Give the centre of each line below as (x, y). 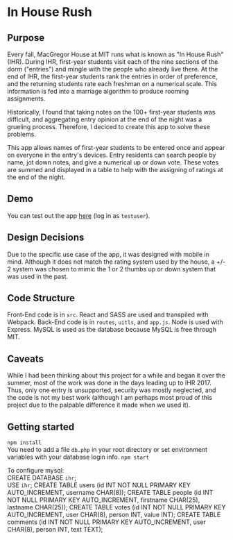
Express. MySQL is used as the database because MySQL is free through (112, 330)
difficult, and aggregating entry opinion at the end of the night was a (105, 119)
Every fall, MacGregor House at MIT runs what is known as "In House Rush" (115, 54)
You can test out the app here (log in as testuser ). (79, 215)
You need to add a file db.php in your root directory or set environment (107, 450)
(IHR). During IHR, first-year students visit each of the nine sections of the (113, 62)
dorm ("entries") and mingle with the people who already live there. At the (113, 69)
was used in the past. (38, 276)
